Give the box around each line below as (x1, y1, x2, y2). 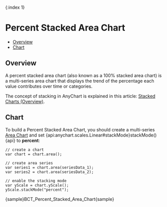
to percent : (16, 137, 40, 144)
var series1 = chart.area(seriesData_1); (5, 165, 94, 170)
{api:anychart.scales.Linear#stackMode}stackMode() (45, 132, 157, 138)
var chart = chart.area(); (5, 152, 62, 157)
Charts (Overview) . (5, 98, 45, 105)
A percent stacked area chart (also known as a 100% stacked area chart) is (5, 72, 162, 78)
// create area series (5, 160, 53, 165)
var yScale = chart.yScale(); (5, 183, 69, 188)
